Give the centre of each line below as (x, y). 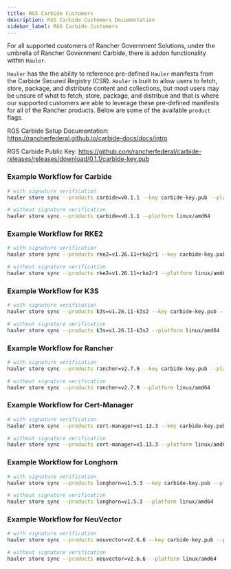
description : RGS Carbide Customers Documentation (81, 20)
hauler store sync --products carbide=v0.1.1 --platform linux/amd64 (109, 216)
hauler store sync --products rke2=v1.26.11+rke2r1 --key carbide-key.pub (117, 255)
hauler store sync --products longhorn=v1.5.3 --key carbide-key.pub (109, 483)
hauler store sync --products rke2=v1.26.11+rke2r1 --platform (100, 273)
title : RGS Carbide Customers (51, 13)
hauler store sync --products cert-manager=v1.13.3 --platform (100, 444)
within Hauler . (27, 61)
